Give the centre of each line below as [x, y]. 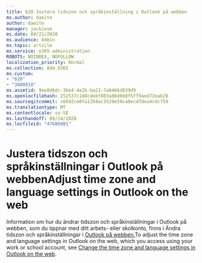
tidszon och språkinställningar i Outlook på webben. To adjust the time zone [100, 235]
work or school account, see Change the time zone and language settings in [101, 247]
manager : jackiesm [29, 29]
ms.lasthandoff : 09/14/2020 [42, 118]
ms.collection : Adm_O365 [37, 68]
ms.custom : [20, 74]
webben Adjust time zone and [81, 179]
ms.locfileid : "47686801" [39, 124]
